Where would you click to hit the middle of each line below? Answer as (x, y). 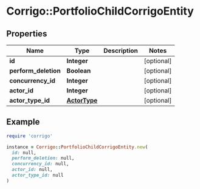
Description (121, 51)
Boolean (79, 71)
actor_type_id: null (38, 175)
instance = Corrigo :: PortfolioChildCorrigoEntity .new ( (77, 147)
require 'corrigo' (29, 136)
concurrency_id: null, (40, 164)
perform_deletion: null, (43, 158)
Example (23, 122)
